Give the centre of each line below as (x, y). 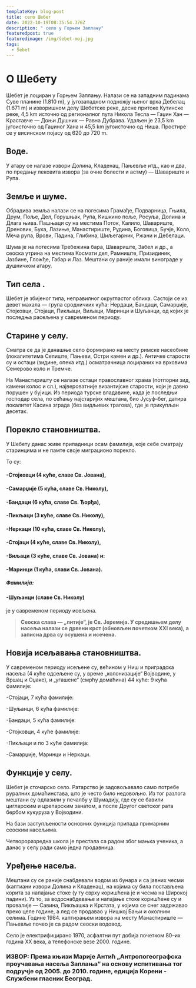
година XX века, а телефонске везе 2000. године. (69, 942)
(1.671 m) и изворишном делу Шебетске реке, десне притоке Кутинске (95, 108)
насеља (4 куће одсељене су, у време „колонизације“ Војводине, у (91, 673)
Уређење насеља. (41, 866)
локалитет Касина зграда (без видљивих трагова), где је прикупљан (93, 405)
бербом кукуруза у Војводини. (45, 812)
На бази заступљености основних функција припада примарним (88, 823)
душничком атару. (29, 266)
